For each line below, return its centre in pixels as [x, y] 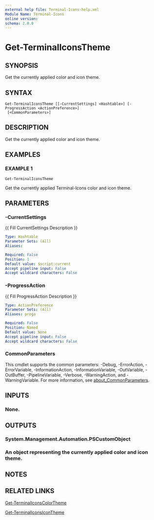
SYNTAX [19, 93]
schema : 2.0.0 [19, 23]
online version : [21, 19]
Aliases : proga [20, 314]
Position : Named [21, 328]
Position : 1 [17, 259]
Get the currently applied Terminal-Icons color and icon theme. [68, 188]
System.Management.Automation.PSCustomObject [68, 439]
